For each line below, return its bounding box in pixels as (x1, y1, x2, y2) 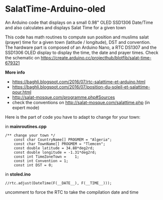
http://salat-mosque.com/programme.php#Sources (12, 94, 115, 100)
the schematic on (5, 55, 40, 60)
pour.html (12, 89, 32, 95)
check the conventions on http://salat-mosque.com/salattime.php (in (12, 99, 150, 105)
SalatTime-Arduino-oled (5, 3, 106, 15)
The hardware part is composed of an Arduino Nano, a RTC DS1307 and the (5, 44, 157, 50)
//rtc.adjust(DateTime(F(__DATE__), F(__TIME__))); (5, 181, 112, 185)
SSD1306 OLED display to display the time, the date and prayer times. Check (5, 50, 159, 55)
